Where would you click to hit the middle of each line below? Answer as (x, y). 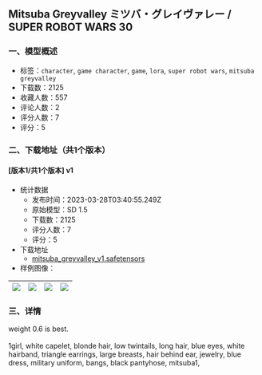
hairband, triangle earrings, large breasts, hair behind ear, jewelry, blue (125, 354)
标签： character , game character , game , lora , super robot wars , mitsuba (137, 70)
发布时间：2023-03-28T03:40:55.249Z (97, 199)
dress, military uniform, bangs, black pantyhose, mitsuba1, (104, 363)
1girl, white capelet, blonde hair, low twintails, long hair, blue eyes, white (127, 346)
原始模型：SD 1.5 (60, 209)
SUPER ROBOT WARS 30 (71, 28)
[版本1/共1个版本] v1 (41, 171)
